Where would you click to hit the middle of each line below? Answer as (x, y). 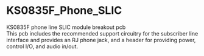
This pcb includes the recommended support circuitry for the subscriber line (102, 33)
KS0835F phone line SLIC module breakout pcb (66, 27)
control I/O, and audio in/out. (42, 46)
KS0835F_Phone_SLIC (64, 11)
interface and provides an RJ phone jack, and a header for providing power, (101, 40)
